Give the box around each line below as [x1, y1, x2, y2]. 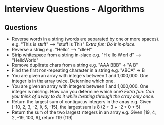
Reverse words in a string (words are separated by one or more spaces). [11, 36, 160, 42]
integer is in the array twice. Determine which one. [11, 78, 115, 84]
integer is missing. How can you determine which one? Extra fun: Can [11, 89, 154, 94]
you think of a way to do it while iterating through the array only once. [11, 94, 155, 99]
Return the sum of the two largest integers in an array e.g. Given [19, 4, [11, 109, 156, 115]
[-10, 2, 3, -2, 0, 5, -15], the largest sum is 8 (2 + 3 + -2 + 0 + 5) [11, 104, 141, 110]
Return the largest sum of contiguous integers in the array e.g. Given [11, 99, 152, 104]
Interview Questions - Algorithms [4, 3, 145, 15]
